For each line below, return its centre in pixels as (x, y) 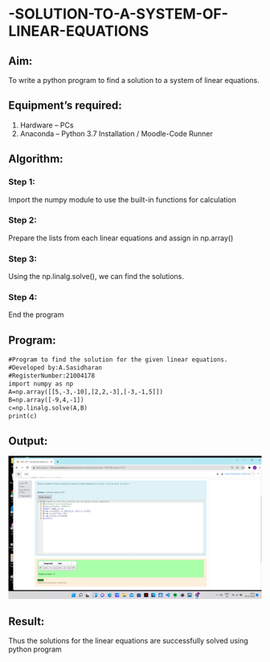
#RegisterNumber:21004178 (51, 376)
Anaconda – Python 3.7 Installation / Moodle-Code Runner (116, 133)
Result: (27, 621)
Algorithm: (36, 159)
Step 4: (23, 298)
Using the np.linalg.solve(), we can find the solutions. (96, 277)
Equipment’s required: (65, 106)
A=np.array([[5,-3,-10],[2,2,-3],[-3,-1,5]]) (86, 392)
